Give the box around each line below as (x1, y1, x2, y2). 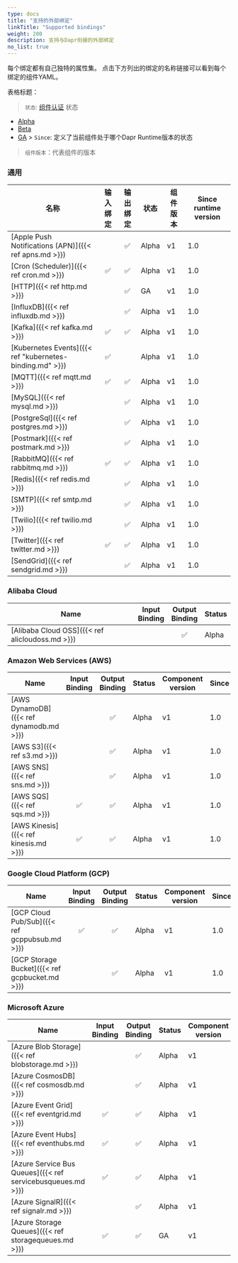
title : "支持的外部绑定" (7, 17, 73, 24)
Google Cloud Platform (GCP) (7, 868, 110, 878)
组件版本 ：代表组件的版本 (24, 148, 96, 156)
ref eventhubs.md (25, 1139, 85, 1149)
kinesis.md (11, 838, 47, 848)
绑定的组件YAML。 (7, 72, 62, 81)
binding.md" (11, 361, 52, 371)
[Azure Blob (11, 1041, 51, 1051)
